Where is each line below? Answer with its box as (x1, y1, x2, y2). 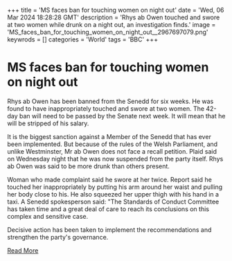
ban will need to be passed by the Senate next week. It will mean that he (19, 111, 226, 120)
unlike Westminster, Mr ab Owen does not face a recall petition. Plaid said (7, 147, 217, 155)
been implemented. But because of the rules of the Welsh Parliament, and (7, 140, 218, 148)
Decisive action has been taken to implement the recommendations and (7, 225, 212, 234)
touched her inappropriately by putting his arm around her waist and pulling (7, 183, 223, 191)
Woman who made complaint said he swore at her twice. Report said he (7, 175, 213, 183)
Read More (7, 246, 39, 255)
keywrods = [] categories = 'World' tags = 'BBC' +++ (7, 35, 158, 44)
